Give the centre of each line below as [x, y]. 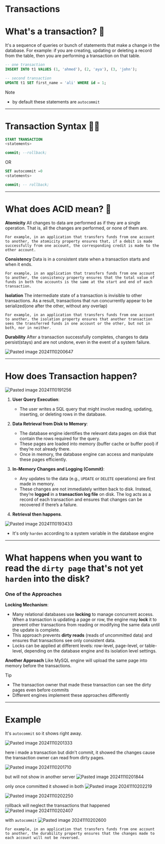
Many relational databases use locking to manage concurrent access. [83, 615]
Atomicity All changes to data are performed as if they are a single [73, 223]
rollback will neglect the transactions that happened [57, 806]
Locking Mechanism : [27, 605]
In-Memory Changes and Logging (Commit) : [58, 469]
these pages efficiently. [43, 459]
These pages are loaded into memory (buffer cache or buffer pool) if [89, 444]
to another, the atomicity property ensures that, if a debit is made [79, 241]
